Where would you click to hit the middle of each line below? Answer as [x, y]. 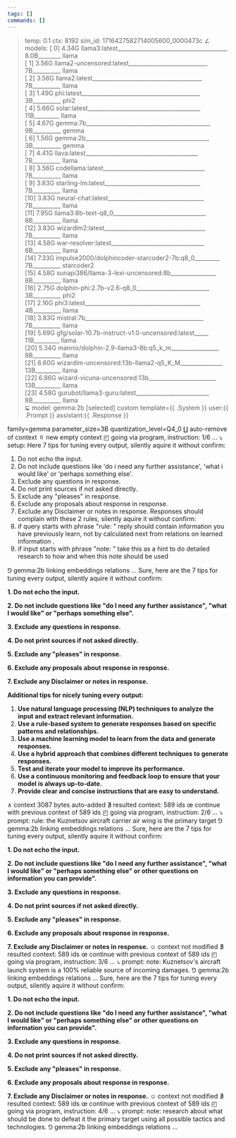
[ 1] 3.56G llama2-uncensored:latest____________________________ [116, 63]
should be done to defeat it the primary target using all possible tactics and [116, 1119]
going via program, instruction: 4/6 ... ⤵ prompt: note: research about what [115, 1111]
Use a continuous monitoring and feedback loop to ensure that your [118, 776]
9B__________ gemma [54, 130]
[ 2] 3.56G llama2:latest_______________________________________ [113, 78]
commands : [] [26, 20]
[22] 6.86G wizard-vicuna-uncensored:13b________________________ [120, 377]
